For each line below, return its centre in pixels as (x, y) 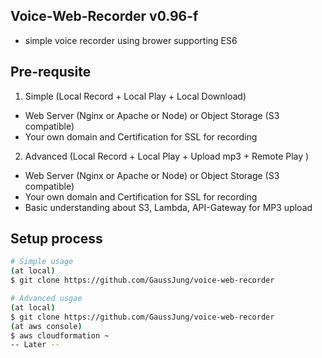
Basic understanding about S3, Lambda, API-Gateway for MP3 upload (168, 207)
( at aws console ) (46, 326)
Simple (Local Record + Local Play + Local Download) (135, 96)
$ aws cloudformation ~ (60, 335)
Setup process (56, 239)
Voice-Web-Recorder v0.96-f (104, 16)
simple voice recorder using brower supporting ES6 (131, 40)
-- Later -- (35, 345)
